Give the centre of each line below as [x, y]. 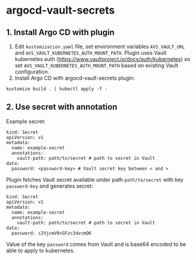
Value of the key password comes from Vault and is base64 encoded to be [96, 244]
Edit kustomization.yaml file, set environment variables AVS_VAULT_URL [100, 46]
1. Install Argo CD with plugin [60, 32]
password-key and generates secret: [50, 186]
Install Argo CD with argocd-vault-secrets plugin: [75, 78]
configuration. [32, 72]
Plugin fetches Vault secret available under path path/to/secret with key [95, 179]
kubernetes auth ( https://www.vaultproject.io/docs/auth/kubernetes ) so [102, 59]
